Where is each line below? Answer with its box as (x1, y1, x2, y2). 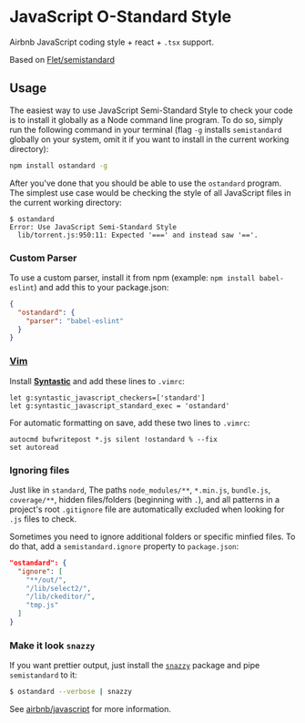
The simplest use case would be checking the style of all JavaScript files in (9, 187, 291, 198)
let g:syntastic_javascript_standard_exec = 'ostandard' (9, 401, 230, 411)
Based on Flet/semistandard (9, 54, 116, 65)
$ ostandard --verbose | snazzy (9, 687, 132, 697)
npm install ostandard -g (9, 161, 107, 170)
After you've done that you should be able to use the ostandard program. (9, 178, 282, 188)
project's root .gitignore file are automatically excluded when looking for (9, 504, 285, 514)
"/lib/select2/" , (25, 584, 92, 593)
